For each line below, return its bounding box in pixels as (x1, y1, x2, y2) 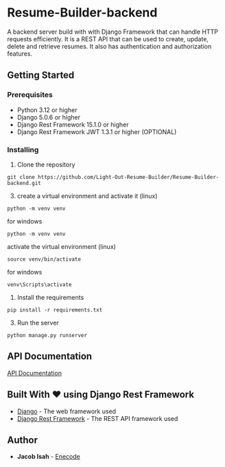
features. (7, 50, 33, 58)
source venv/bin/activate (7, 256, 81, 263)
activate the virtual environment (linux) (7, 242, 117, 250)
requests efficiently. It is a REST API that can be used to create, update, (7, 34, 209, 43)
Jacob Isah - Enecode (16, 453, 80, 461)
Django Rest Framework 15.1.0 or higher (16, 120, 129, 129)
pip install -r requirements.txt (7, 306, 103, 314)
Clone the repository (16, 160, 75, 169)
